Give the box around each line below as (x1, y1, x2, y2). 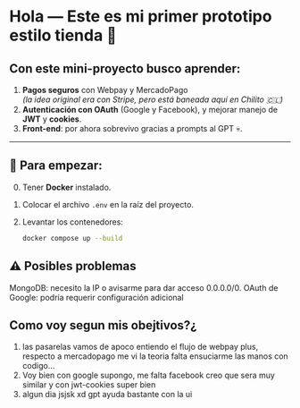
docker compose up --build (21, 234, 123, 242)
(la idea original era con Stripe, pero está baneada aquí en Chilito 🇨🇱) (21, 94, 284, 105)
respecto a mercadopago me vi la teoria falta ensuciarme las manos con (21, 351, 288, 361)
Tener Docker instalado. (21, 182, 112, 192)
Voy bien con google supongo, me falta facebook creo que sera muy (21, 370, 275, 381)
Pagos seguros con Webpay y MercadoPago (21, 85, 188, 95)
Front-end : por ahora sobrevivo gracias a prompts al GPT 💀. (21, 123, 243, 133)
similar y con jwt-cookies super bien (21, 379, 156, 390)
